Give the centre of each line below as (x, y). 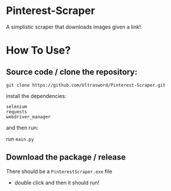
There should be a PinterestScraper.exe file (59, 171)
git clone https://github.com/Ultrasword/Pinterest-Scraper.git (86, 85)
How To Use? (39, 50)
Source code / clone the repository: (72, 72)
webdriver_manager (28, 117)
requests (17, 112)
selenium (17, 107)
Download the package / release (66, 158)
